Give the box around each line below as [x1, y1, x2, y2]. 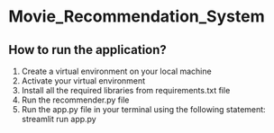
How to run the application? [8, 42, 168, 58]
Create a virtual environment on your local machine [21, 66, 213, 76]
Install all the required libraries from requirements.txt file [21, 85, 231, 95]
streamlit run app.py [21, 114, 96, 124]
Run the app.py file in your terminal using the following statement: [21, 104, 267, 114]
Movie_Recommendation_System [8, 6, 265, 27]
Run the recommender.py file [21, 94, 130, 105]
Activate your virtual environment [21, 75, 146, 86]
